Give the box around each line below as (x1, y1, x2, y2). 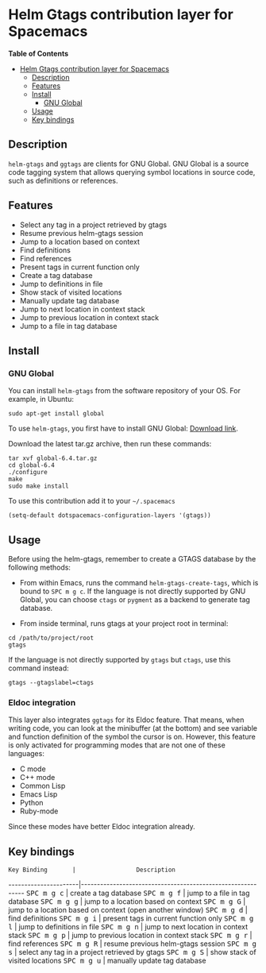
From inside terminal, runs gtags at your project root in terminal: (19, 619, 229, 628)
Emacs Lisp (19, 790, 58, 799)
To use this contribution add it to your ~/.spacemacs (8, 496, 176, 506)
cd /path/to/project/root (8, 634, 94, 643)
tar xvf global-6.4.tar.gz (8, 454, 98, 462)
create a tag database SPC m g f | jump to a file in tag (70, 888, 250, 898)
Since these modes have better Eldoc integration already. (8, 822, 196, 832)
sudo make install (8, 482, 69, 490)
